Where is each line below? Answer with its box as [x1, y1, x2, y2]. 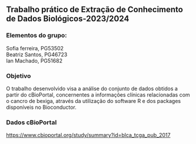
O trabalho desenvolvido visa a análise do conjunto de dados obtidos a [6, 85, 178, 92]
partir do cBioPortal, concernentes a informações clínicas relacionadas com [6, 91, 190, 98]
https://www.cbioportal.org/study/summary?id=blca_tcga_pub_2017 [6, 132, 171, 139]
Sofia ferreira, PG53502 [6, 44, 64, 52]
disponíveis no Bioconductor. [6, 104, 77, 111]
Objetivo [6, 71, 31, 80]
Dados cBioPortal [6, 118, 57, 126]
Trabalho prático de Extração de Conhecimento [6, 5, 184, 15]
